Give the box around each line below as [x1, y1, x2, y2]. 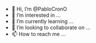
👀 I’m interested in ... [11, 12, 61, 19]
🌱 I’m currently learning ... [11, 18, 74, 24]
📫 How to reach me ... [11, 31, 66, 37]
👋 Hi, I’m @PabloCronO [11, 6, 67, 12]
